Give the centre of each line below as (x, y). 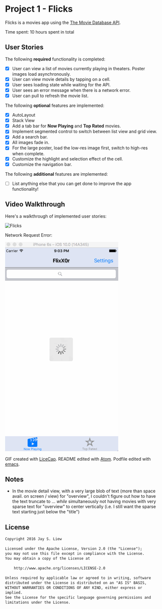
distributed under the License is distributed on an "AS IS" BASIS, (76, 583)
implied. (14, 593)
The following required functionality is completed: (55, 59)
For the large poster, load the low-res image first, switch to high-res (80, 148)
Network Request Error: (29, 235)
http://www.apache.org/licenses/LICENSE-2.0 (60, 568)
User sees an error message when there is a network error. (71, 90)
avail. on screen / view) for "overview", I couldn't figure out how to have (84, 496)
